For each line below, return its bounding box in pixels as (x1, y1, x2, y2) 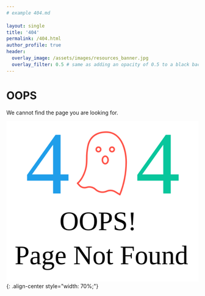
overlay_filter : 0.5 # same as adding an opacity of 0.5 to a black (12, 61, 190, 67)
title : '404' (6, 29, 40, 35)
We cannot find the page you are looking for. (6, 109, 119, 116)
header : (6, 49, 26, 55)
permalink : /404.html (6, 35, 62, 42)
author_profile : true (6, 42, 62, 48)
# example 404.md (6, 10, 51, 16)
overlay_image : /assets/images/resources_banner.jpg (12, 55, 149, 61)
